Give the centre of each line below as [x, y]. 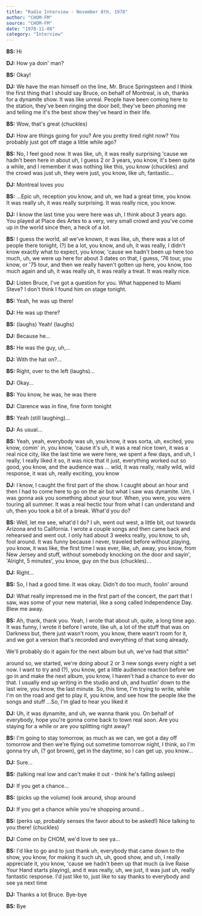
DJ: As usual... [24, 430]
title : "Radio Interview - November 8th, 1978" [67, 12]
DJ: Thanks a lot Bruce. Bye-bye [47, 895]
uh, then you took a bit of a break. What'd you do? [68, 511]
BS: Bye [16, 906]
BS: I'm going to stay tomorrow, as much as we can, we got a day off [92, 738]
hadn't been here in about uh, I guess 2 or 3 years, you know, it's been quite [101, 160]
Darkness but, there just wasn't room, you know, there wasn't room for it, [97, 633]
